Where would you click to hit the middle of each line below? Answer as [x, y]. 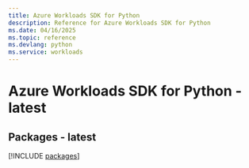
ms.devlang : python [40, 45]
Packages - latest [52, 137]
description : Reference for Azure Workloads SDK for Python [110, 23]
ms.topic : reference [42, 37]
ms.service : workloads [46, 52]
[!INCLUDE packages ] [44, 156]
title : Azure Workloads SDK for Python [74, 15]
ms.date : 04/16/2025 [42, 30]
